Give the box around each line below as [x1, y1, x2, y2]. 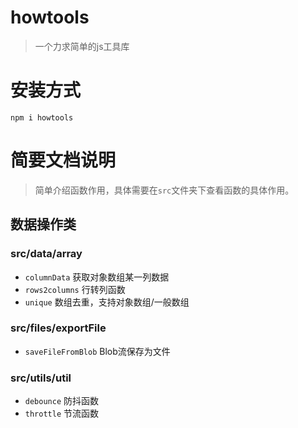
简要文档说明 [10, 149, 117, 172]
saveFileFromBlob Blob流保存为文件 [24, 345, 171, 357]
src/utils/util [10, 371, 72, 385]
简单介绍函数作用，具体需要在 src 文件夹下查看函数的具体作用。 [34, 184, 295, 196]
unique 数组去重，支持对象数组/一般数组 [24, 296, 190, 308]
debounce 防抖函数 [24, 395, 100, 407]
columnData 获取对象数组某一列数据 [24, 271, 170, 283]
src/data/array [10, 247, 83, 261]
